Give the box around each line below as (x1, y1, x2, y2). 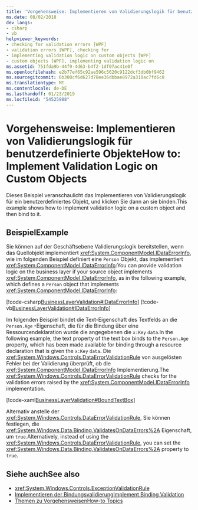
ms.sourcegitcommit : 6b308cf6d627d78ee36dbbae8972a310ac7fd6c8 (6, 74, 165, 80)
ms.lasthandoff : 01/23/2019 (6, 91, 75, 97)
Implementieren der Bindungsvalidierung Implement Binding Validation (14, 491, 184, 498)
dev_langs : (6, 19, 33, 25)
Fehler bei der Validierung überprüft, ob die (6, 360, 111, 367)
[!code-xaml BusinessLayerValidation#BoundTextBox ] (6, 397, 136, 404)
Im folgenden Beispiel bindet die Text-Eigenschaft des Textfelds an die (6, 316, 178, 323)
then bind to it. (6, 210, 41, 217)
